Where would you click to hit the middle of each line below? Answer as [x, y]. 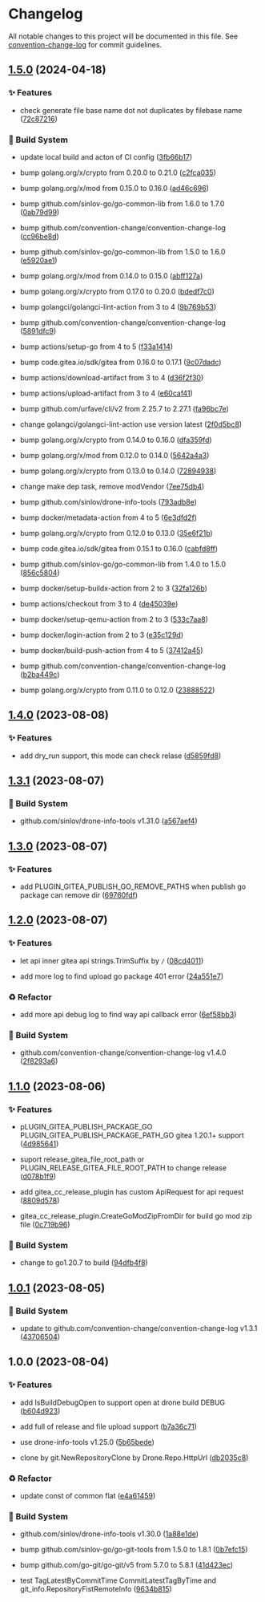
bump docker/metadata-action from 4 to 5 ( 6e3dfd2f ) [108, 517]
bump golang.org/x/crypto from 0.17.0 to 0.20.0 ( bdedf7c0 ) [117, 291]
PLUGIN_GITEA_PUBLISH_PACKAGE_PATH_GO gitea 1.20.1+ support [132, 1135]
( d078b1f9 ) [38, 1176]
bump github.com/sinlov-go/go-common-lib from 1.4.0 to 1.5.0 [123, 564]
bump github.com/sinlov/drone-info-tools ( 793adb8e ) [108, 501]
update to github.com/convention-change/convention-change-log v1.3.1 [139, 1328]
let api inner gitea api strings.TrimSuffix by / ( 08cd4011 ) [112, 960]
